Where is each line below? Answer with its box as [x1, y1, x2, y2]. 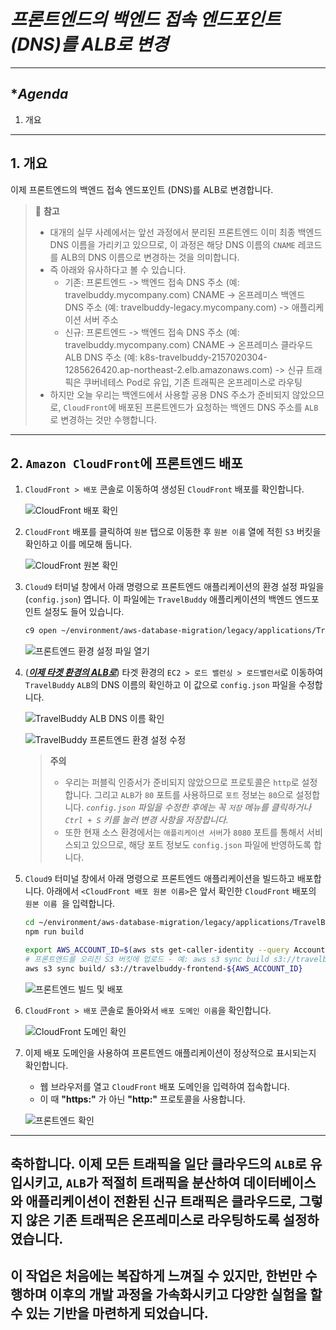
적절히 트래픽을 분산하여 [101, 1175, 241, 1192]
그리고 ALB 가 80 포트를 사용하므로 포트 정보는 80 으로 [94, 789, 294, 801]
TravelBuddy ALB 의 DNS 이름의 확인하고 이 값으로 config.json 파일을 [24, 679, 297, 691]
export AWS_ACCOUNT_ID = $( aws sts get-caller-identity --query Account [24, 945, 326, 955]
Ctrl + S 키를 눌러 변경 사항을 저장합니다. [64, 814, 229, 826]
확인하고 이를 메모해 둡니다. [24, 538, 133, 550]
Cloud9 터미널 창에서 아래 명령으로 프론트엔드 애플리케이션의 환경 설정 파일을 [24, 581, 325, 593]
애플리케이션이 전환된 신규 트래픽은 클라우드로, [25, 1193, 297, 1210]
